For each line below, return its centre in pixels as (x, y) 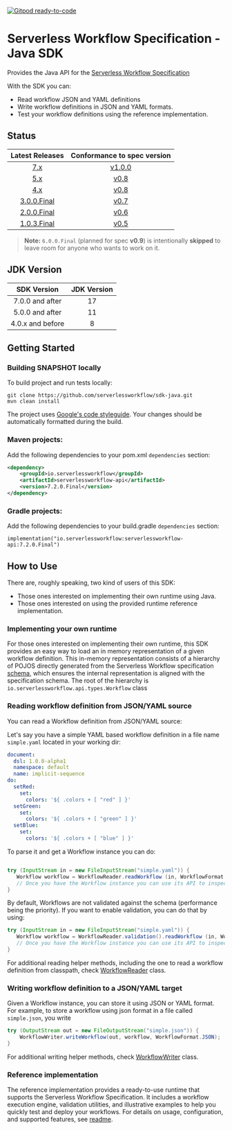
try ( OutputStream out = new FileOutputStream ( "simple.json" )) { (103, 1031)
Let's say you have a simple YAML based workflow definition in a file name (113, 734)
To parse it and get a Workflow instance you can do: (81, 851)
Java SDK (36, 54)
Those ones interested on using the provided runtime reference (107, 603)
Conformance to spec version (121, 155)
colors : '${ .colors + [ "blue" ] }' (80, 838)
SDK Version (38, 289)
